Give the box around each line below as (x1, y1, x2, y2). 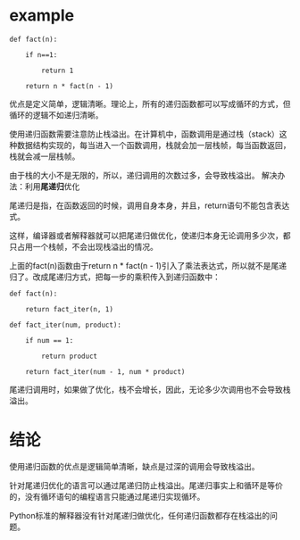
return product (41, 352, 98, 361)
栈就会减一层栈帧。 (9, 151, 80, 162)
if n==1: (25, 50, 58, 59)
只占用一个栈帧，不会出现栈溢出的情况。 (9, 241, 158, 252)
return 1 (41, 66, 74, 75)
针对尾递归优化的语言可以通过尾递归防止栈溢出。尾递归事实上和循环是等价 (9, 479, 283, 491)
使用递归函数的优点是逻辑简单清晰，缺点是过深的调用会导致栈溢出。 (9, 461, 260, 471)
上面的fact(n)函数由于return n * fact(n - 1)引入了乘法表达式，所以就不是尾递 (9, 260, 287, 270)
